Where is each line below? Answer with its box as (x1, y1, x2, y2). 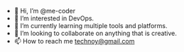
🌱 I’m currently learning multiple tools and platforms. (13, 22, 168, 30)
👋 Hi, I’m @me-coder (13, 7, 76, 15)
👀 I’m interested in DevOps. (13, 14, 94, 22)
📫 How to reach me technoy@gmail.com (13, 37, 135, 45)
